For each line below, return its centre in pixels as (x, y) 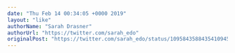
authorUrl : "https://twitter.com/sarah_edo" (73, 33)
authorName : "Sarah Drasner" (50, 26)
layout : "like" (29, 20)
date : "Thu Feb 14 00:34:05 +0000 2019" (67, 13)
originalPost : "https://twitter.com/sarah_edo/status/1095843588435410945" (120, 39)
